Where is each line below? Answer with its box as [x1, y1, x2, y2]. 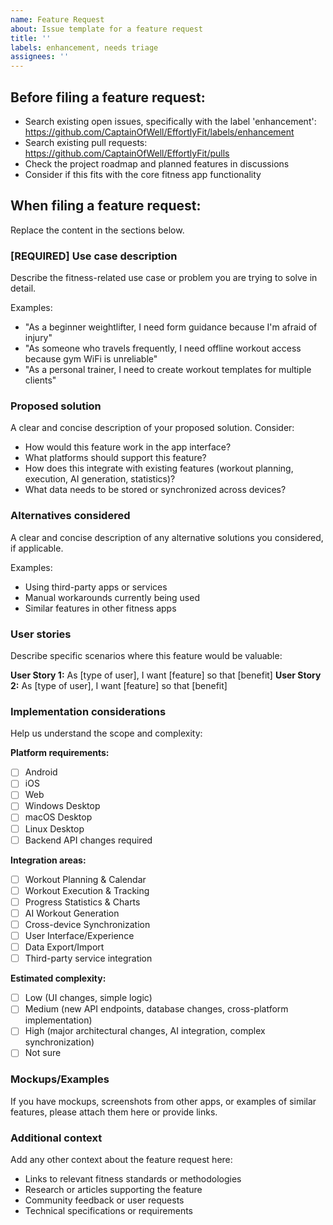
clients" [24, 374, 57, 386]
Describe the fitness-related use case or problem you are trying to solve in [10, 272, 318, 284]
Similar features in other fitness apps [24, 602, 177, 614]
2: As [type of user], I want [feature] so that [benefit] [10, 679, 228, 691]
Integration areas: [10, 854, 87, 866]
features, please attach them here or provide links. [10, 1106, 218, 1118]
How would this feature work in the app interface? [24, 441, 232, 453]
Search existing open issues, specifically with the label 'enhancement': [24, 115, 317, 127]
